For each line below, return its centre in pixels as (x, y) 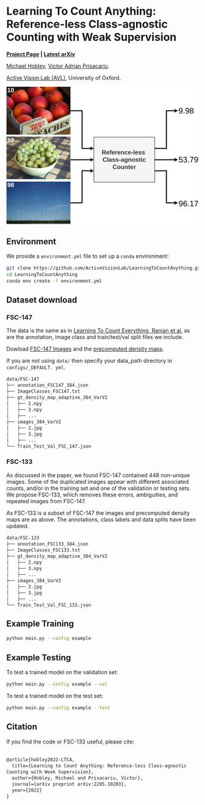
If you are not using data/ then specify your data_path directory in (89, 361)
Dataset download (42, 300)
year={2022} (27, 790)
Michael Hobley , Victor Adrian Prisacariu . (58, 66)
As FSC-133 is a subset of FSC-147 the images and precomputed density (98, 513)
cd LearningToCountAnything (42, 274)
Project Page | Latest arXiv (41, 54)
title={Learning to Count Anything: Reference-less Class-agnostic (99, 766)
